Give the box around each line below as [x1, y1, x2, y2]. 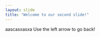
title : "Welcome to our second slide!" [5, 12, 89, 17]
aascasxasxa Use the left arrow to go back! [5, 26, 95, 32]
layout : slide [5, 7, 35, 13]
